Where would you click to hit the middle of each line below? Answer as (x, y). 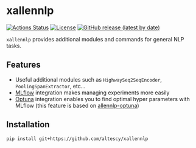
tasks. (14, 46)
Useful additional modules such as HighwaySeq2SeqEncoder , (89, 79)
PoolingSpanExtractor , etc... (50, 86)
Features (23, 65)
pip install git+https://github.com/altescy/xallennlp (77, 139)
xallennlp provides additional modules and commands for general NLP (95, 39)
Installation (28, 125)
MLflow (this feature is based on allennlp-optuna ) (77, 105)
